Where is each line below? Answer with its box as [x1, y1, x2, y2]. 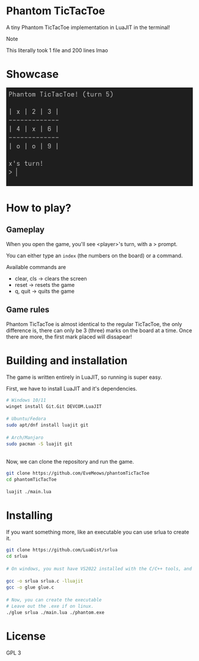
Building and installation [6, 354, 128, 367]
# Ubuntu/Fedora [6, 416, 46, 422]
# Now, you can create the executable [6, 597, 102, 603]
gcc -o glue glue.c [6, 585, 54, 590]
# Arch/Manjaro [6, 435, 44, 440]
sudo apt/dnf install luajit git [6, 422, 89, 428]
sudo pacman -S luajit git [6, 440, 73, 447]
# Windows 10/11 [6, 397, 46, 403]
